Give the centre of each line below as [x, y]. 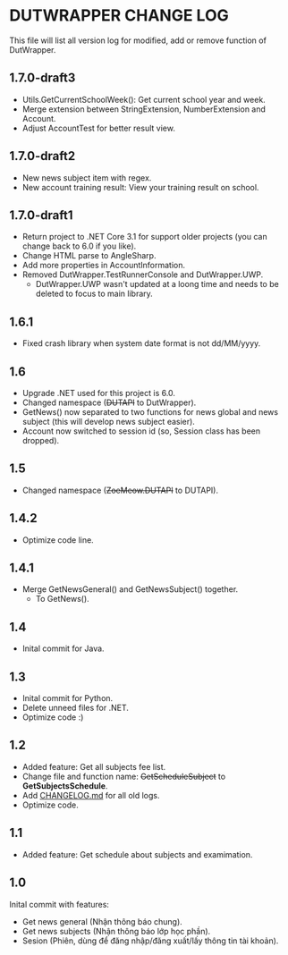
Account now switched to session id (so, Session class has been [141, 431]
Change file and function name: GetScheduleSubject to [124, 776]
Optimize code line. [58, 540]
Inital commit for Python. [68, 698]
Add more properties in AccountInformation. [104, 266]
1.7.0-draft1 [41, 215]
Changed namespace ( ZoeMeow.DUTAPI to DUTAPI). [120, 490]
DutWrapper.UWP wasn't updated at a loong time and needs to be [157, 284]
